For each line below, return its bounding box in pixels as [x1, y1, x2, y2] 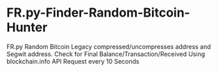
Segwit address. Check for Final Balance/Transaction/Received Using [6, 50, 206, 58]
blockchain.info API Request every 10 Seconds [6, 57, 140, 65]
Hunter [6, 19, 48, 35]
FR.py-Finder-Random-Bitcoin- [6, 5, 190, 21]
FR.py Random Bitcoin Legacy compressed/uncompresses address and [6, 42, 211, 51]
